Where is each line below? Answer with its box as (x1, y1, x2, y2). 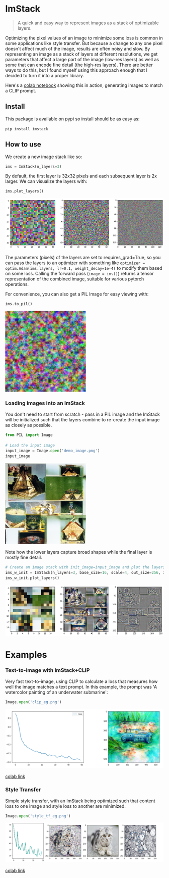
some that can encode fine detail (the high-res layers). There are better (5, 62, 153, 68)
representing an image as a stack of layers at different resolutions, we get (5, 51, 158, 57)
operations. (5, 281, 29, 287)
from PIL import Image (5, 432, 53, 437)
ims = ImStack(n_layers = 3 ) (5, 164, 62, 169)
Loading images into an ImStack (5, 400, 85, 407)
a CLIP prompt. (5, 87, 37, 93)
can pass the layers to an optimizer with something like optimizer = (5, 260, 145, 266)
